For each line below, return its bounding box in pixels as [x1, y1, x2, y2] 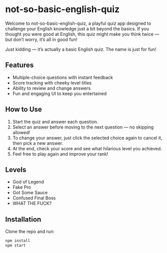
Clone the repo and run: [5, 229, 54, 235]
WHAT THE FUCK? [12, 200, 52, 206]
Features [5, 61, 34, 69]
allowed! [12, 129, 30, 135]
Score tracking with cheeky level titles [12, 79, 92, 86]
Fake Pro [12, 184, 31, 190]
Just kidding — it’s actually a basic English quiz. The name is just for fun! [5, 46, 156, 52]
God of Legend [12, 179, 44, 185]
